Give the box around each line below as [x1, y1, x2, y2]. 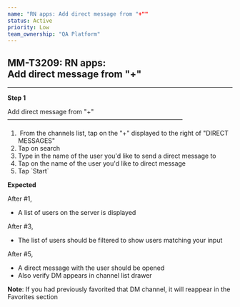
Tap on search [17, 144, 61, 153]
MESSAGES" [17, 136, 56, 145]
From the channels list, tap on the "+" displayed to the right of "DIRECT [19, 129, 229, 138]
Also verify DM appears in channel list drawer [17, 271, 152, 280]
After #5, [7, 250, 34, 258]
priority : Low [7, 24, 50, 31]
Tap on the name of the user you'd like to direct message [17, 159, 186, 168]
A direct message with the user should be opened [17, 263, 165, 272]
